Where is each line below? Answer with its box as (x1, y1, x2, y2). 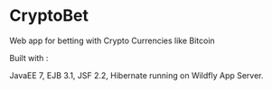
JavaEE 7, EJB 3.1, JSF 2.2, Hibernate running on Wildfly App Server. (9, 69, 264, 81)
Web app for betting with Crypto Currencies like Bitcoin (9, 35, 215, 46)
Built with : (9, 52, 49, 63)
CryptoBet (9, 5, 89, 26)
